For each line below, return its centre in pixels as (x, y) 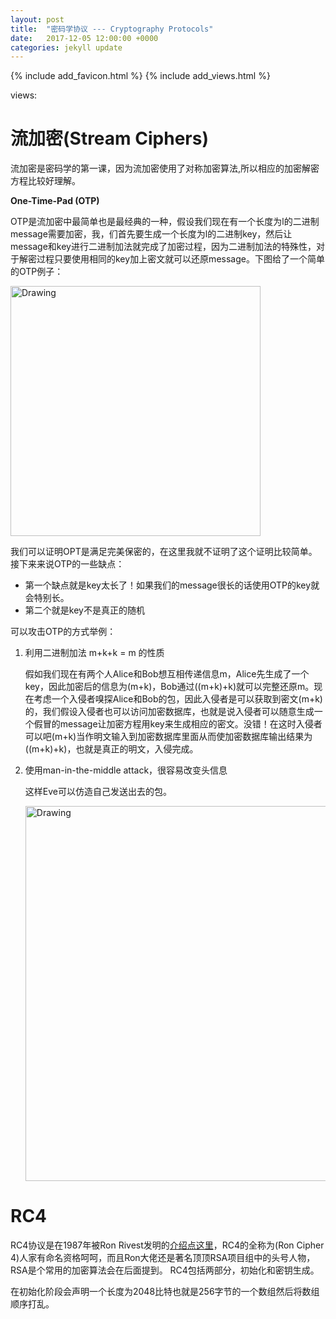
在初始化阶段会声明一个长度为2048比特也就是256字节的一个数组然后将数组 (165, 1292)
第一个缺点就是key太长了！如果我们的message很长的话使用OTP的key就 (172, 585)
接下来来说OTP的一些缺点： (67, 564)
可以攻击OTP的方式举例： (63, 632)
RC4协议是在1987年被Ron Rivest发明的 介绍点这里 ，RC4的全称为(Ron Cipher (167, 1245)
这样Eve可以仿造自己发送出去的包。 (98, 792)
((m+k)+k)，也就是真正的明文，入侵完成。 (111, 749)
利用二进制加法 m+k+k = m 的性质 (94, 653)
